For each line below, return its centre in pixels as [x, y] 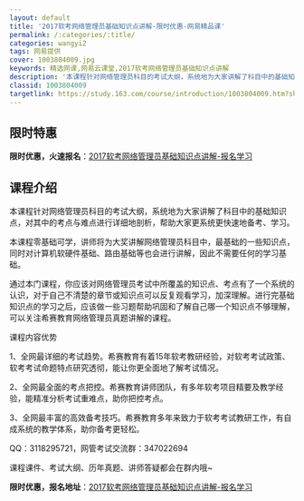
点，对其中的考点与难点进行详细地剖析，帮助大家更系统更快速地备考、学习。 [152, 222]
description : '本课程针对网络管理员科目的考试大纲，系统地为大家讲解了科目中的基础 [149, 77]
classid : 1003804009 [48, 85]
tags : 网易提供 [35, 52]
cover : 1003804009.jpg [52, 60]
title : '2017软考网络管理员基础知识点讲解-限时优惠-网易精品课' [117, 26]
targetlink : [32, 93]
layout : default [40, 18]
